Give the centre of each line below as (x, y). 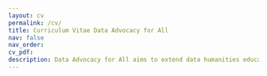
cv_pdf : (21, 52)
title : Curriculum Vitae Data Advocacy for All (89, 30)
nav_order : (26, 45)
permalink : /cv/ (35, 23)
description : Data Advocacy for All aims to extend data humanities (124, 60)
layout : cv (26, 15)
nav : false (26, 38)
